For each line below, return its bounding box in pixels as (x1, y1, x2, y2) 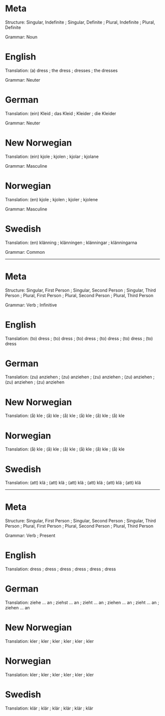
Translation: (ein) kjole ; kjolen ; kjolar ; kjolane (5, 153, 99, 159)
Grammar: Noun (5, 34, 38, 40)
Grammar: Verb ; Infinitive (5, 302, 57, 308)
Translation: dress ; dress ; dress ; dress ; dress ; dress (5, 566, 116, 572)
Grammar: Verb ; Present (5, 533, 55, 538)
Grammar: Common (5, 249, 45, 255)
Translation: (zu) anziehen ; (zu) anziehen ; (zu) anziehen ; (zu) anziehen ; (5, 374, 155, 380)
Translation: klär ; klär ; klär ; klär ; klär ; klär (5, 705, 93, 711)
